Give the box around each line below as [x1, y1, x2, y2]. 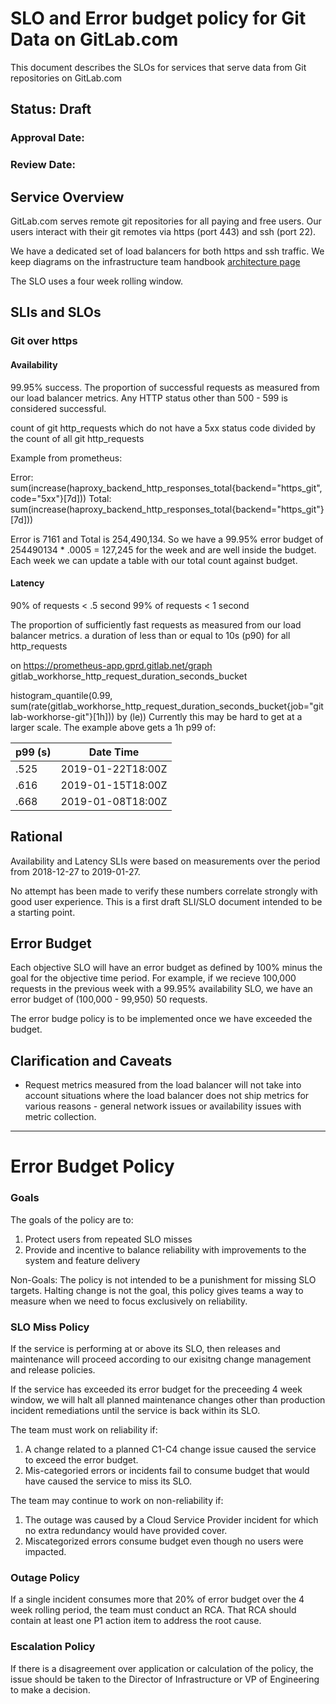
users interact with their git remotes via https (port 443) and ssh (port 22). [10, 225, 317, 237]
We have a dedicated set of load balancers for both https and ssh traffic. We [10, 245, 325, 257]
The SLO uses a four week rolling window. [10, 275, 184, 287]
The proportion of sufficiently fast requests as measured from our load [10, 618, 302, 631]
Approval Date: [10, 131, 85, 145]
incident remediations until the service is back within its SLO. [10, 1404, 261, 1416]
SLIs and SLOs [10, 304, 102, 321]
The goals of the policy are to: [10, 1213, 134, 1226]
